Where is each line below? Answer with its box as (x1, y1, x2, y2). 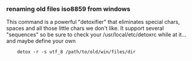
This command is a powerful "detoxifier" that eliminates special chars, (6, 19, 180, 26)
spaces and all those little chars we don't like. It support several (6, 25, 164, 32)
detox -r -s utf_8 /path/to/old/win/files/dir (17, 49, 136, 55)
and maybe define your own (6, 38, 76, 45)
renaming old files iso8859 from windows (6, 5, 131, 13)
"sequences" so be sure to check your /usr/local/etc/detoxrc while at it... (6, 31, 187, 38)
